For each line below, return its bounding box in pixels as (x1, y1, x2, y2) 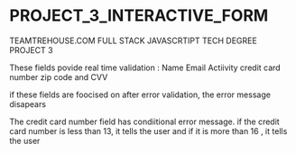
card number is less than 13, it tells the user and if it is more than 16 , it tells (9, 125, 288, 136)
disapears (9, 98, 47, 109)
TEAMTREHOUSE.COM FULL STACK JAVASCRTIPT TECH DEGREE (9, 35, 257, 46)
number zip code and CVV (9, 71, 108, 82)
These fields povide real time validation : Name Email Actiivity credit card (9, 62, 282, 73)
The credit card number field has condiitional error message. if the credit (9, 116, 280, 127)
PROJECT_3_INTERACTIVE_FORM (9, 5, 269, 26)
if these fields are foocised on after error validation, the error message (9, 89, 271, 100)
